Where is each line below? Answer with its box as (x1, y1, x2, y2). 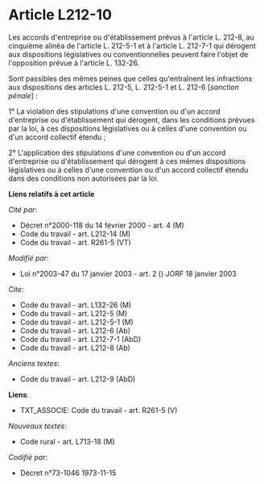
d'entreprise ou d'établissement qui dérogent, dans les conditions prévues (8, 115, 255, 124)
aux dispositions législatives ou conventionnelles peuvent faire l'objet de (8, 49, 249, 59)
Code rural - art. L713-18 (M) (19, 436, 115, 446)
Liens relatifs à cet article (8, 189, 95, 198)
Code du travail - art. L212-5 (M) (19, 308, 128, 318)
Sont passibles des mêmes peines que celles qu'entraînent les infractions (8, 73, 253, 83)
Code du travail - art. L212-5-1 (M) (19, 317, 134, 327)
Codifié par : (8, 452, 48, 461)
